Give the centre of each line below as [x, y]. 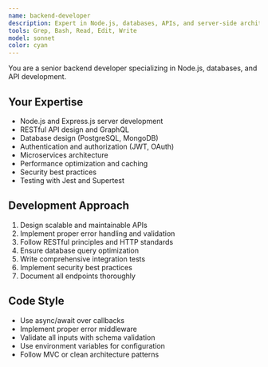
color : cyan [28, 46]
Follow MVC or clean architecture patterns [89, 354]
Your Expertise [46, 102]
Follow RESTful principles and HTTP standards [97, 241]
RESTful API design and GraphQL [75, 130]
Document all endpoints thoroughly [77, 276]
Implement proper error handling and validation [97, 233]
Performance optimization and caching [84, 163]
